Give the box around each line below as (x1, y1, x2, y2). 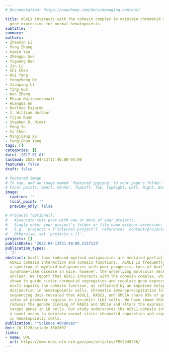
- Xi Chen (5, 129, 26, 134)
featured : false (5, 162, 39, 167)
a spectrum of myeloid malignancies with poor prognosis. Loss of (10, 264, 152, 270)
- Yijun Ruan (5, 115, 33, 120)
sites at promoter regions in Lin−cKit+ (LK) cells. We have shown (10, 297, 154, 303)
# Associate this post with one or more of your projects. (5, 217, 136, 222)
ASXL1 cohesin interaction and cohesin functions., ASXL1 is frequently (10, 260, 165, 265)
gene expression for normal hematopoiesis (10, 21, 100, 26)
